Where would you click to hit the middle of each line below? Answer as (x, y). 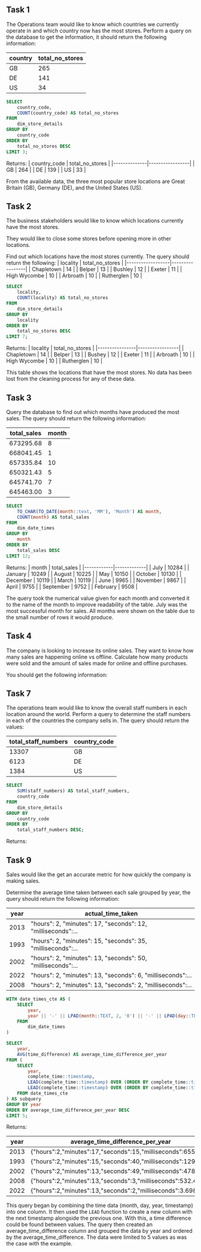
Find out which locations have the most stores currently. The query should (98, 257)
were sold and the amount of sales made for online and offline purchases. (97, 663)
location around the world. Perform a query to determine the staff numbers (98, 714)
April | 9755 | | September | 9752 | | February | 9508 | (72, 586)
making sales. (23, 881)
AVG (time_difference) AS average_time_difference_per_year (92, 1054)
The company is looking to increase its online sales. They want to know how (100, 650)
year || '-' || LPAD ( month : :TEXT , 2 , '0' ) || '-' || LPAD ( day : (108, 1016)
